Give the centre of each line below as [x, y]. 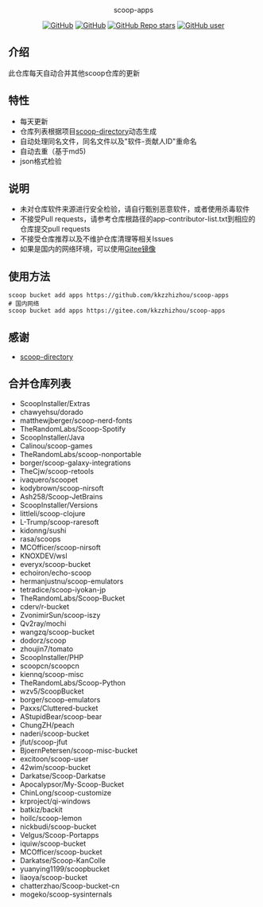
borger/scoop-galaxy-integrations [75, 463]
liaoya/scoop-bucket [54, 877]
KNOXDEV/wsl [43, 556]
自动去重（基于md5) [53, 151]
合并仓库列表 [40, 384]
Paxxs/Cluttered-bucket [59, 708]
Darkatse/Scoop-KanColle [62, 860]
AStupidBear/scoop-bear [61, 716]
